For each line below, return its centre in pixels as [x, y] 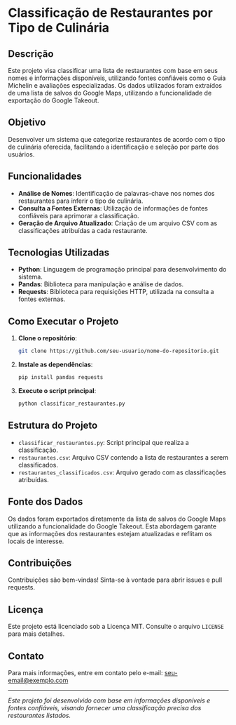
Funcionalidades [45, 177]
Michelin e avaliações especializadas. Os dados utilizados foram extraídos [115, 85]
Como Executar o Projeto [63, 321]
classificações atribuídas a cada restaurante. [83, 230]
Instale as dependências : [55, 365]
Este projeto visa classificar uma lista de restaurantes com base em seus [113, 71]
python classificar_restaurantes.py [71, 404]
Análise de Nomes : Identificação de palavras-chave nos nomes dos [116, 193]
